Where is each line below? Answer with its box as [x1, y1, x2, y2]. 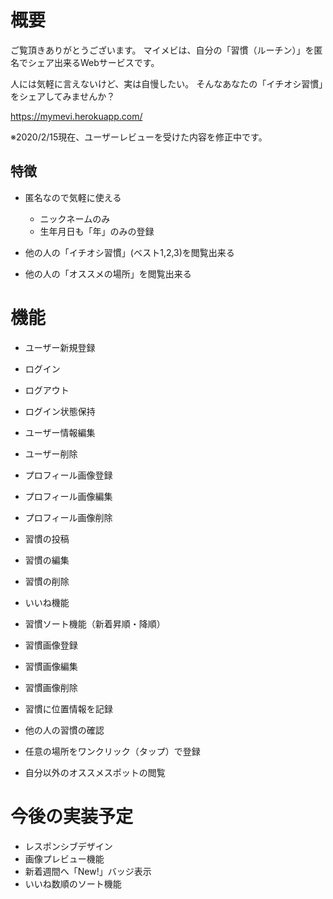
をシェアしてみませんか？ [10, 90, 116, 102]
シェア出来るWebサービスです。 [27, 56, 160, 68]
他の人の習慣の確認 [24, 724, 105, 736]
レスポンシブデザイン [24, 840, 113, 852]
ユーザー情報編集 [24, 426, 96, 438]
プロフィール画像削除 [24, 511, 113, 523]
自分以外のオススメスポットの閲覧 [24, 766, 166, 778]
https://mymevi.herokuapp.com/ [10, 110, 143, 122]
